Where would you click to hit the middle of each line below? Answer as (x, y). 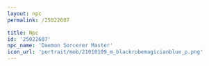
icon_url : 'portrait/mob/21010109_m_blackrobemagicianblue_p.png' (105, 52)
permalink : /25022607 (39, 20)
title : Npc (23, 33)
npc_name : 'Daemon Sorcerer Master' (60, 46)
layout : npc (24, 14)
